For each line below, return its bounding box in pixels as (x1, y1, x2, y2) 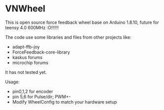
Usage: (5, 79, 20, 85)
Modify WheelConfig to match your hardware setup (12, 99, 117, 105)
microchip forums (12, 59, 48, 65)
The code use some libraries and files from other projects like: (5, 34, 132, 40)
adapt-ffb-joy (12, 44, 40, 50)
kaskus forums (12, 54, 43, 60)
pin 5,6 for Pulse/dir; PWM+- (12, 94, 71, 100)
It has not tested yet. (5, 69, 47, 75)
